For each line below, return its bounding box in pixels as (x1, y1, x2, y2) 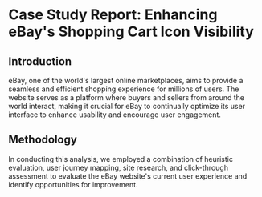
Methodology (8, 133, 78, 147)
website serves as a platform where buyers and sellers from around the (8, 93, 245, 102)
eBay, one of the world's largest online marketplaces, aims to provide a (8, 76, 244, 85)
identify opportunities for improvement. (8, 179, 138, 189)
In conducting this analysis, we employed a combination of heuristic (8, 154, 233, 163)
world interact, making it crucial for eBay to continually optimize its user (8, 102, 246, 111)
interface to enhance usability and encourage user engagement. (8, 110, 221, 119)
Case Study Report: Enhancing (8, 6, 218, 24)
